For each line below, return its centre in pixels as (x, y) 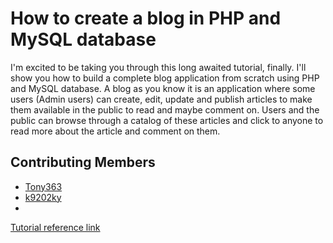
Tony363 (43, 186)
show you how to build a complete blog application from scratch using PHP (165, 78)
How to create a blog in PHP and (146, 18)
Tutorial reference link (55, 227)
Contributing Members (83, 162)
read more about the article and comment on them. (115, 131)
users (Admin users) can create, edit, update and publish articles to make (161, 99)
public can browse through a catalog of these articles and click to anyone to (167, 120)
